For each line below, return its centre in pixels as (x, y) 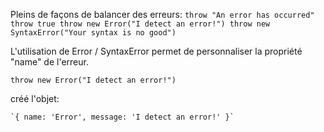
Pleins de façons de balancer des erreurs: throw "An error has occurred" (162, 14)
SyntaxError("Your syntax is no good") (93, 33)
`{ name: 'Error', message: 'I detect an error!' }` (122, 117)
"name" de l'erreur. (49, 62)
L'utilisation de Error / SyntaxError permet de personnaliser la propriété (156, 51)
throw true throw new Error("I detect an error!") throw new (140, 24)
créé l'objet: (35, 98)
